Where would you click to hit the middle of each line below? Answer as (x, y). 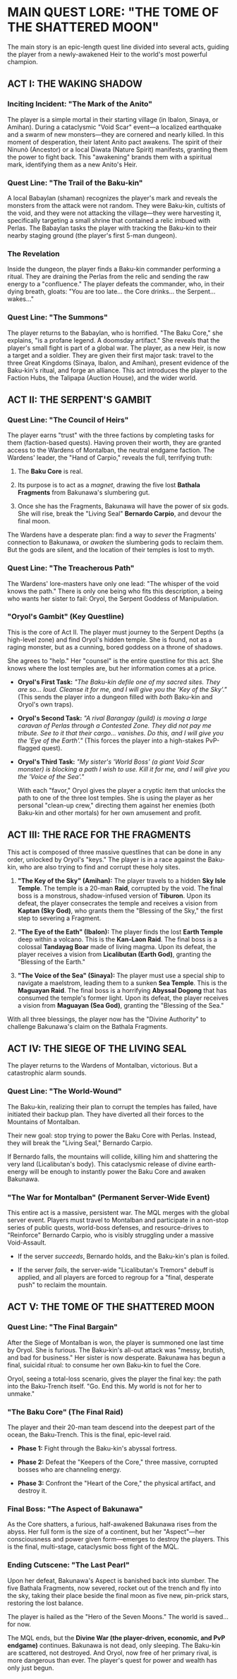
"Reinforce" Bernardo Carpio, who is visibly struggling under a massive (110, 1235)
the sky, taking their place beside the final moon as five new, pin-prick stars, (118, 1595)
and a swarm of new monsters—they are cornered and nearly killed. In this (116, 134)
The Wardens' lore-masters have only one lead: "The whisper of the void (113, 583)
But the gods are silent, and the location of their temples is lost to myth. (111, 550)
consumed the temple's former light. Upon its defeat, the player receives (123, 998)
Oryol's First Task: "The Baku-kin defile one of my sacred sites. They (119, 682)
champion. (23, 61)
